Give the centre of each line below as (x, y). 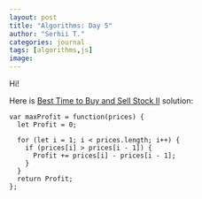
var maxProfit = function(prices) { (77, 117)
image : (21, 58)
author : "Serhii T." (47, 34)
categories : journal (47, 42)
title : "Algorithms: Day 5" (61, 26)
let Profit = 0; (47, 125)
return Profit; (45, 179)
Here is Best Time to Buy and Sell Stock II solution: (101, 101)
